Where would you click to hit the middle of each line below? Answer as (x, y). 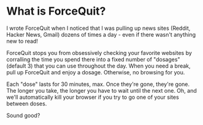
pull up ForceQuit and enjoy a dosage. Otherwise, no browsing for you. (96, 72)
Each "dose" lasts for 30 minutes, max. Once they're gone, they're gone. (98, 84)
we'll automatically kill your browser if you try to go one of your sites (93, 97)
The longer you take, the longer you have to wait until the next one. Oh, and (102, 90)
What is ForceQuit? (56, 11)
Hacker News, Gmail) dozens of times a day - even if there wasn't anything (101, 34)
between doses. (27, 103)
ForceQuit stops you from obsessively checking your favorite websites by (99, 52)
